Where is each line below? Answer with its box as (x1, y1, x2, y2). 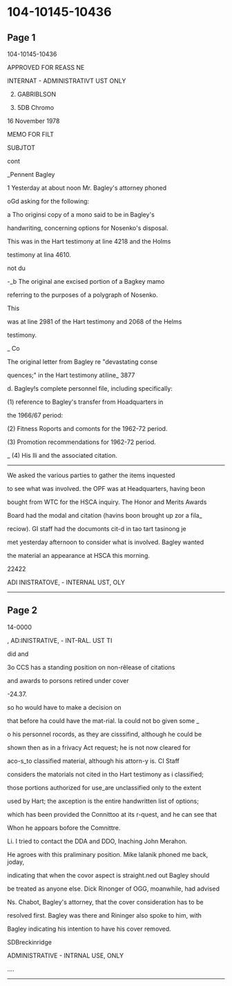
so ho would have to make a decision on (7, 703, 122, 711)
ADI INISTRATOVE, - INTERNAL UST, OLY (7, 578, 126, 586)
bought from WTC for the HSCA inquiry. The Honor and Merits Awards (7, 498, 207, 506)
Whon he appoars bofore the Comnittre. (7, 823, 121, 832)
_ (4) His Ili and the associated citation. (7, 452, 117, 459)
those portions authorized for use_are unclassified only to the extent (7, 783, 202, 791)
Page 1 (7, 32, 36, 43)
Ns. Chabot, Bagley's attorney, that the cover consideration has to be (7, 898, 204, 906)
